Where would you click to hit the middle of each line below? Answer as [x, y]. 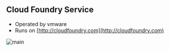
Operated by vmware [41, 24]
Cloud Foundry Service [50, 10]
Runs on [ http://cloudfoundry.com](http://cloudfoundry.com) [89, 30]
